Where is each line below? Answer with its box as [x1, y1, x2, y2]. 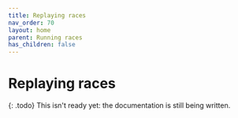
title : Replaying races [8, 11, 87, 20]
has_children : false [8, 41, 76, 49]
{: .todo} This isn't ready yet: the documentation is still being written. [8, 101, 231, 110]
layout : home [8, 26, 51, 34]
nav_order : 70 [8, 19, 55, 27]
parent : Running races [8, 33, 83, 42]
